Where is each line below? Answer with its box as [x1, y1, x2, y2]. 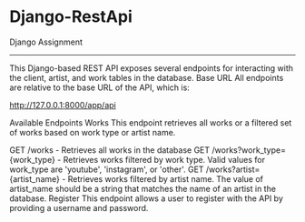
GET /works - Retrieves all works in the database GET [9, 144, 211, 156]
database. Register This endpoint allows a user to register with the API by [9, 193, 283, 204]
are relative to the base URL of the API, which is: [9, 82, 191, 93]
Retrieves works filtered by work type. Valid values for [63, 154, 266, 165]
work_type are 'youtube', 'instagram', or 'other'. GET [9, 164, 204, 175]
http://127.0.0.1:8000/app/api [9, 99, 116, 110]
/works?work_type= [212, 144, 286, 156]
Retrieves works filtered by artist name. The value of [67, 173, 263, 184]
